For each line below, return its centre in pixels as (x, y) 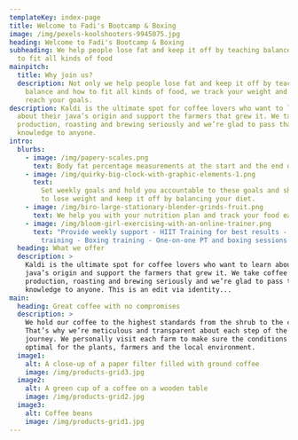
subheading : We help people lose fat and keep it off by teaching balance (150, 51)
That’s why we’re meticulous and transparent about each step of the (157, 331)
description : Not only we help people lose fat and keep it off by (145, 83)
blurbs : (31, 149)
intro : (21, 141)
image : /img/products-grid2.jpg (85, 397)
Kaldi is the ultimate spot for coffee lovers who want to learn (149, 265)
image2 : (31, 381)
